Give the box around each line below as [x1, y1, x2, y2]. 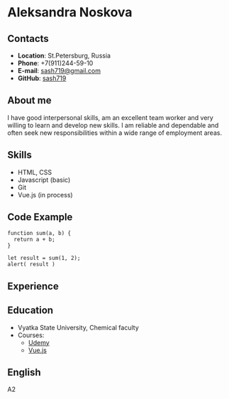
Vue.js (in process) [17, 190, 73, 199]
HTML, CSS [17, 168, 52, 176]
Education [7, 305, 54, 317]
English [7, 366, 41, 378]
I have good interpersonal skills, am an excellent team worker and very [7, 113, 214, 121]
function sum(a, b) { [7, 230, 72, 237]
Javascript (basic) [17, 175, 71, 184]
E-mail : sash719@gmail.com [17, 67, 101, 75]
